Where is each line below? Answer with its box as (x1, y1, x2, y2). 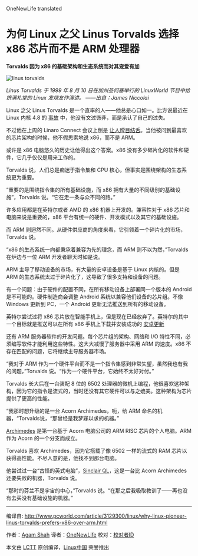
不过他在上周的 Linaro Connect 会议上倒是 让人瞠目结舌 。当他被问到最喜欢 (6, 126, 187, 133)
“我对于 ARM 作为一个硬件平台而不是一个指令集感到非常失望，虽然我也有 (6, 360, 183, 367)
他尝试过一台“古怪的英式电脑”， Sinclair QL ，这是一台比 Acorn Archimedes (6, 467, 187, 474)
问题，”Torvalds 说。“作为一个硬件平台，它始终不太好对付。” (11, 367, 154, 374)
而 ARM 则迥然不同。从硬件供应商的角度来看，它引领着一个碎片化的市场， (6, 226, 186, 233)
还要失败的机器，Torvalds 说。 (6, 474, 81, 481)
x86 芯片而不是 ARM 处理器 (6, 42, 140, 55)
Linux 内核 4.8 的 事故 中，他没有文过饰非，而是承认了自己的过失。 (6, 114, 169, 121)
